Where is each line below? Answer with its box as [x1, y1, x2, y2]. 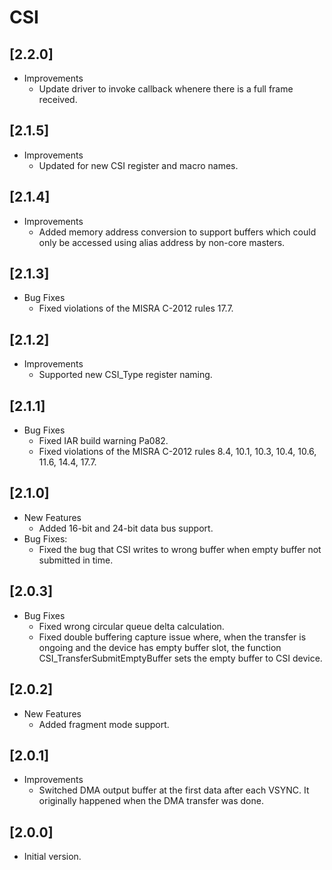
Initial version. [23, 851, 82, 863]
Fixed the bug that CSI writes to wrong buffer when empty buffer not [38, 543, 322, 555]
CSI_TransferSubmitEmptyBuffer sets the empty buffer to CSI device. [38, 652, 323, 664]
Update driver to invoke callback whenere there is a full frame [38, 83, 294, 95]
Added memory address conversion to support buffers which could [38, 226, 317, 238]
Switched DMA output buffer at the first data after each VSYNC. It [38, 784, 310, 796]
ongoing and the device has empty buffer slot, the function [38, 641, 282, 653]
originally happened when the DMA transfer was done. [38, 795, 264, 807]
